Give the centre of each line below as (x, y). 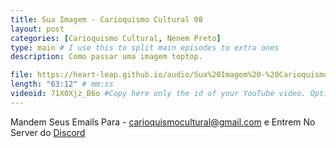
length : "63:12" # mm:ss (62, 84)
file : (21, 75)
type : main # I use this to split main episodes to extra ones (145, 47)
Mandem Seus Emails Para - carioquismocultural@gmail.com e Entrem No (163, 122)
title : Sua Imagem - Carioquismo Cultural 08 (106, 19)
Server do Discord (48, 132)
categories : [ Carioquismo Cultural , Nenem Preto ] (116, 38)
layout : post (37, 29)
